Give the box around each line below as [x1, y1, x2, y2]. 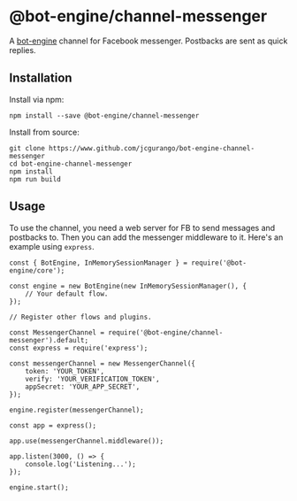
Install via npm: [9, 94, 65, 104]
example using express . [9, 241, 95, 251]
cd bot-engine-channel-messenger [9, 159, 133, 168]
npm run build [9, 174, 62, 183]
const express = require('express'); [9, 343, 148, 352]
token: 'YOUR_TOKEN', [25, 366, 104, 375]
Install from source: [9, 127, 80, 137]
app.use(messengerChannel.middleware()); [9, 436, 164, 445]
